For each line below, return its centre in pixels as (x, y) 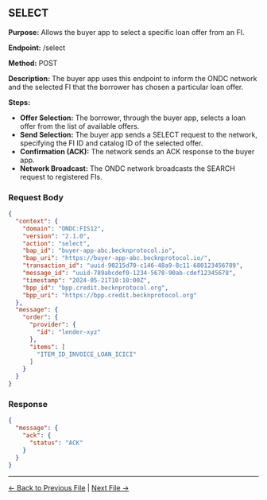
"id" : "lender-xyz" (69, 332)
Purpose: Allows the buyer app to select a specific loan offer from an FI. (126, 32)
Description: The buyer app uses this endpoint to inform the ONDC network (133, 78)
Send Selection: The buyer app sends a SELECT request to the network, (139, 134)
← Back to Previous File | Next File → (69, 487)
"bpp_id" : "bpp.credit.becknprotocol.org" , (96, 288)
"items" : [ (47, 347)
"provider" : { (53, 325)
